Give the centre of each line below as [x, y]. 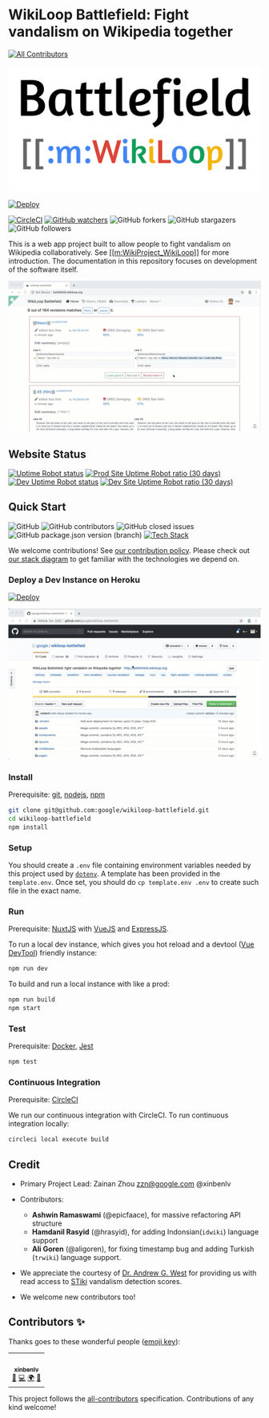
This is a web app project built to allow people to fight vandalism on [120, 244]
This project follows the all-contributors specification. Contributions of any [131, 1398]
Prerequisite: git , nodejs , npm [57, 794]
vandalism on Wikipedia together [121, 32]
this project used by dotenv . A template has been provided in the [114, 874]
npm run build [32, 1000]
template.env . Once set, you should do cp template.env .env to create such [133, 883]
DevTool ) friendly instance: [53, 953]
